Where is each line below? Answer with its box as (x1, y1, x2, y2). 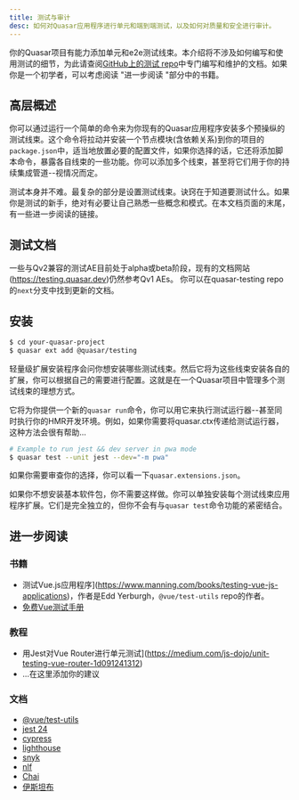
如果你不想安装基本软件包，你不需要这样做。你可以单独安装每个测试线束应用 (9, 489, 290, 500)
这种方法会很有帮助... (9, 427, 87, 437)
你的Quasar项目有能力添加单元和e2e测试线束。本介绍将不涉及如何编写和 (9, 46, 276, 58)
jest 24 (21, 723, 48, 734)
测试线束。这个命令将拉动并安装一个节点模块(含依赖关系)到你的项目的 (9, 135, 265, 145)
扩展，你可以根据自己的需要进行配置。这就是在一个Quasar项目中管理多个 (9, 374, 278, 385)
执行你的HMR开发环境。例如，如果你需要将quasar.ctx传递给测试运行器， (16, 415, 284, 426)
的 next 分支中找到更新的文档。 (9, 285, 119, 296)
